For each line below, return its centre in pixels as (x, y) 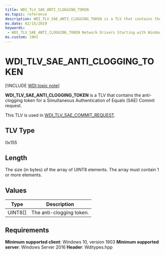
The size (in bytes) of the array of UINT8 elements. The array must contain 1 (82, 170)
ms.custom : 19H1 (22, 37)
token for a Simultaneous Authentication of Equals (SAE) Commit (89, 100)
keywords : (15, 28)
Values (16, 190)
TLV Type (20, 131)
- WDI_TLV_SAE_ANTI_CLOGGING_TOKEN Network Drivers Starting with (77, 32)
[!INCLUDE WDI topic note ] (32, 85)
